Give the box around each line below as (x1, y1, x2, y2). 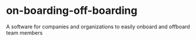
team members (6, 29, 43, 36)
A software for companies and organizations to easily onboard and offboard (6, 23, 190, 30)
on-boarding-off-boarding (6, 4, 138, 17)
